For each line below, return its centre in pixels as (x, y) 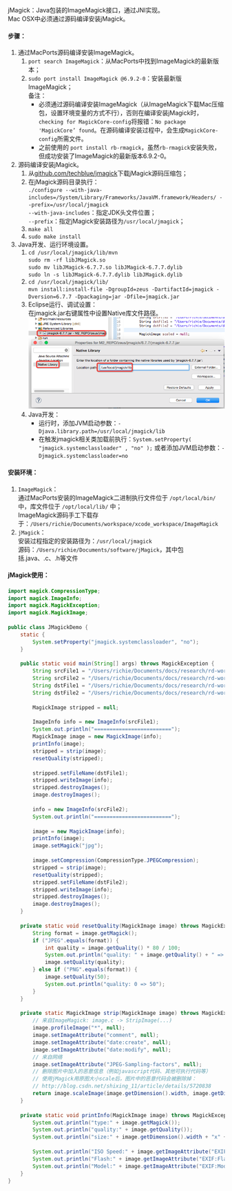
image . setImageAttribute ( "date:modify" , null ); (102, 1049)
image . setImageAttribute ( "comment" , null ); (96, 1035)
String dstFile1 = (59, 686)
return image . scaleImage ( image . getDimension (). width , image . (122, 1094)
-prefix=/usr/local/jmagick (68, 205)
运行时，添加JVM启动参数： (78, 423)
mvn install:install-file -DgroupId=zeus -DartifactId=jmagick (121, 290)
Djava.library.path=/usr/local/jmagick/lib (102, 432)
